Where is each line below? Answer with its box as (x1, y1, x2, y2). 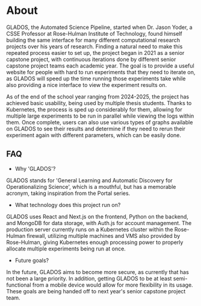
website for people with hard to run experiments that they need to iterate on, (6, 68, 196, 75)
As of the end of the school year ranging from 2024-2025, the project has (6, 93, 190, 100)
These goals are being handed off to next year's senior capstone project (6, 287, 186, 295)
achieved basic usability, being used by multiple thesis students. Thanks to (6, 99, 192, 106)
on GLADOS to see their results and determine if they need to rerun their (6, 125, 185, 132)
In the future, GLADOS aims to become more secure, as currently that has (6, 268, 190, 275)
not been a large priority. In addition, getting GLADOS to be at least (6, 275, 172, 282)
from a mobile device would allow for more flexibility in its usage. (32, 281, 194, 288)
